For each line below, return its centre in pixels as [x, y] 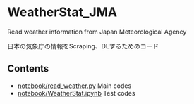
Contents [28, 69]
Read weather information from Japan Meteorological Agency [97, 32]
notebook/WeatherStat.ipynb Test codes [76, 93]
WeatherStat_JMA [62, 12]
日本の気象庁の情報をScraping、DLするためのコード [83, 46]
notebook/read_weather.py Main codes [74, 86]
